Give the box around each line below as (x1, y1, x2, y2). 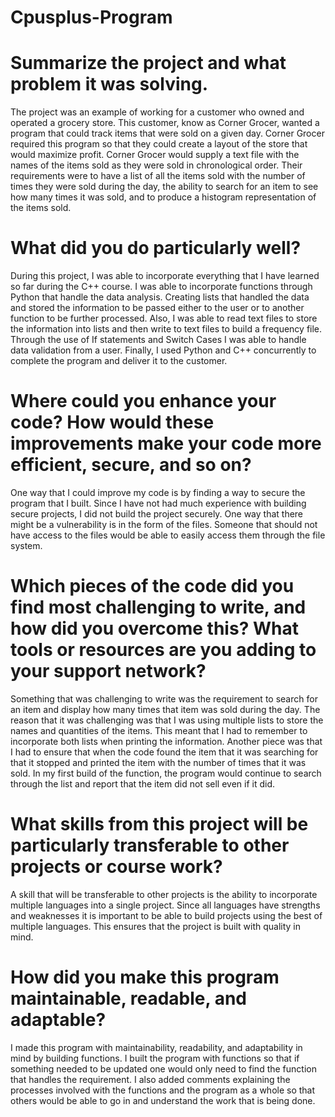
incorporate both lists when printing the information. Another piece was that (10, 735, 323, 747)
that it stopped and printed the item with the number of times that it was (10, 756, 307, 768)
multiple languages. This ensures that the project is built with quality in (10, 920, 301, 932)
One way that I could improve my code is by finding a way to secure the (10, 487, 306, 498)
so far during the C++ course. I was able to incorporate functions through (10, 281, 313, 293)
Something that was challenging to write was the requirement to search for (10, 692, 318, 705)
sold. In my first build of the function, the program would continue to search (10, 767, 322, 779)
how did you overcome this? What (10, 617, 299, 640)
